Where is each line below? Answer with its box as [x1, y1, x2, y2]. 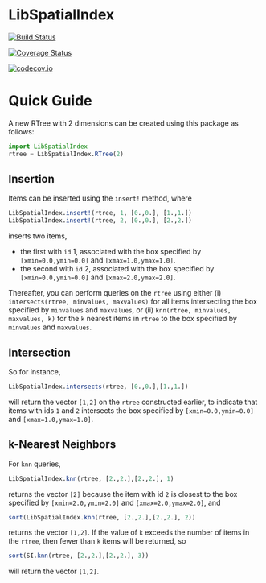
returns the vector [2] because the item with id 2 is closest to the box [8, 489, 238, 498]
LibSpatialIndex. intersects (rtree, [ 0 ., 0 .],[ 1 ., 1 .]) [8, 382, 189, 391]
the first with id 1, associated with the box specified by [19, 247, 202, 257]
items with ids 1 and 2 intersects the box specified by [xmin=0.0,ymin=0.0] [8, 405, 255, 416]
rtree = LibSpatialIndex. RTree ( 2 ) [8, 150, 125, 158]
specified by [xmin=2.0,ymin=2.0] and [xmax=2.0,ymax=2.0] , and [8, 498, 221, 507]
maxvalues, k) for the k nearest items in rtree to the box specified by [8, 314, 237, 324]
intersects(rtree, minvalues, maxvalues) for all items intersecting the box [8, 296, 257, 307]
